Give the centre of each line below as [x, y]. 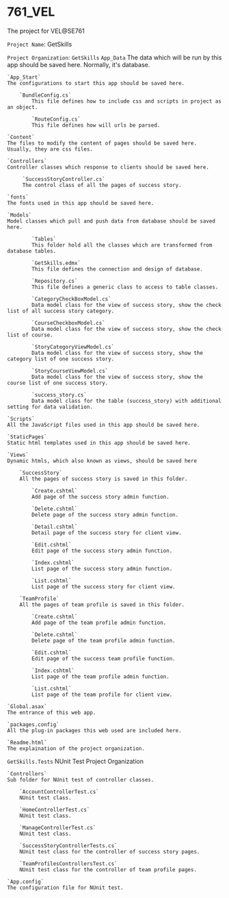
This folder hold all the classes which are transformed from [122, 245]
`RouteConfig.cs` [56, 119]
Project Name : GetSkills [40, 44]
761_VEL [31, 12]
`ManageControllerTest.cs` [58, 827]
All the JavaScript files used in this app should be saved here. [104, 425]
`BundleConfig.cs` [45, 95]
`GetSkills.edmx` [56, 263]
